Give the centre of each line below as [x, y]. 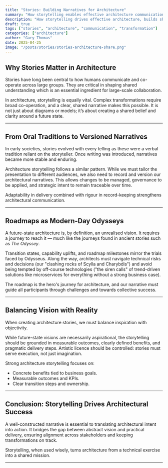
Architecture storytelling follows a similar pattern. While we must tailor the [81, 169]
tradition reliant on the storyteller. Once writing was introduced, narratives [81, 154]
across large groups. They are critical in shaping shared [80, 85]
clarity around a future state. [34, 116]
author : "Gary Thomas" [29, 38]
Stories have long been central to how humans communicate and [72, 80]
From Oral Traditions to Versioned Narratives [76, 136]
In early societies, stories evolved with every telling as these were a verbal [82, 149]
